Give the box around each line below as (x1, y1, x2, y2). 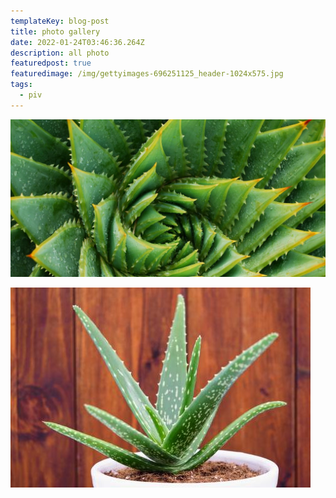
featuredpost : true (10, 58, 92, 69)
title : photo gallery (10, 26, 101, 37)
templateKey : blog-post (10, 16, 110, 26)
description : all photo (10, 48, 110, 58)
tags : (10, 80, 33, 90)
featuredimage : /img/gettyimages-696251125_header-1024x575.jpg (10, 69, 284, 79)
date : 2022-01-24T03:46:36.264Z (10, 37, 145, 47)
